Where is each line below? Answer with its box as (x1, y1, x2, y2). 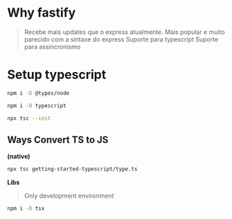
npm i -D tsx (7, 205, 45, 212)
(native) (7, 152, 30, 161)
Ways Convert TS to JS (7, 134, 109, 146)
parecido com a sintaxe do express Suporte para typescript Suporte (24, 35, 219, 43)
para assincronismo (24, 42, 81, 51)
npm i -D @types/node (7, 89, 70, 96)
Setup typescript (7, 67, 107, 82)
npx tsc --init (7, 114, 51, 122)
